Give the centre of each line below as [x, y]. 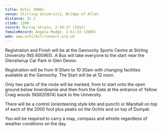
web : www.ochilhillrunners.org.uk [40, 37]
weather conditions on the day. [36, 123]
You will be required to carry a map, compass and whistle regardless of [76, 118]
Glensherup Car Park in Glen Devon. [41, 60]
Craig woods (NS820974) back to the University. [54, 94]
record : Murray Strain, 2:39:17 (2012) [45, 28]
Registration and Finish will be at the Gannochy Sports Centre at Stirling [76, 50]
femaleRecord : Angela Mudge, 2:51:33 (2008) [51, 32]
